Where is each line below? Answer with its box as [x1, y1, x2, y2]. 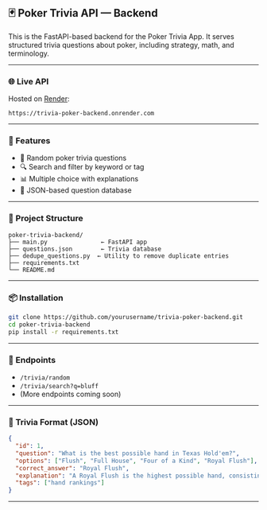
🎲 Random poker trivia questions [19, 154, 127, 163]
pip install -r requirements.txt [8, 328, 119, 336]
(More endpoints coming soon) [19, 389, 122, 399]
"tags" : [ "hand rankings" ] [15, 479, 105, 487]
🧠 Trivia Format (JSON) [8, 416, 99, 427]
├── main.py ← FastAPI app [8, 238, 148, 246]
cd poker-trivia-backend [8, 321, 91, 329]
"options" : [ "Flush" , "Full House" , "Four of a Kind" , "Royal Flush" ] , [15, 457, 258, 465]
